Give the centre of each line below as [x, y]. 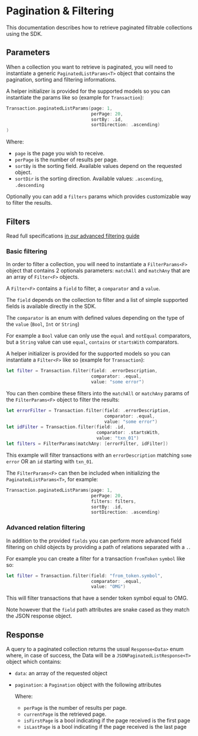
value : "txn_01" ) [118, 438]
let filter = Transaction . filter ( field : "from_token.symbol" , [84, 576]
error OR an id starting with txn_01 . [50, 461]
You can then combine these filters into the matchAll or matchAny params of [98, 393]
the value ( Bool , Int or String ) [43, 324]
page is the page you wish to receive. [60, 154]
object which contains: [34, 662]
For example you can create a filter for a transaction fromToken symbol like [96, 559]
